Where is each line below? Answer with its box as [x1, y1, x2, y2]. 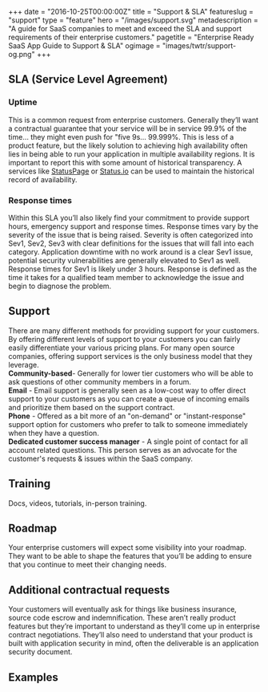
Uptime [8, 96, 38, 108]
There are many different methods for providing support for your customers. [8, 325, 260, 336]
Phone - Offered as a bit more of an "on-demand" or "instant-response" [8, 411, 246, 421]
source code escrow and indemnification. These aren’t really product [8, 613, 236, 623]
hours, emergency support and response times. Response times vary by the [8, 221, 258, 231]
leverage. [8, 360, 39, 369]
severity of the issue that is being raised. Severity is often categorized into [8, 230, 254, 239]
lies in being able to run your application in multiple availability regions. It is [8, 149, 255, 159]
